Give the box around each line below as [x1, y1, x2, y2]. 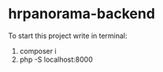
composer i [19, 46, 57, 55]
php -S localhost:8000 [19, 55, 93, 64]
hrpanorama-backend [8, 5, 156, 23]
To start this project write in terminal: [8, 31, 128, 40]
